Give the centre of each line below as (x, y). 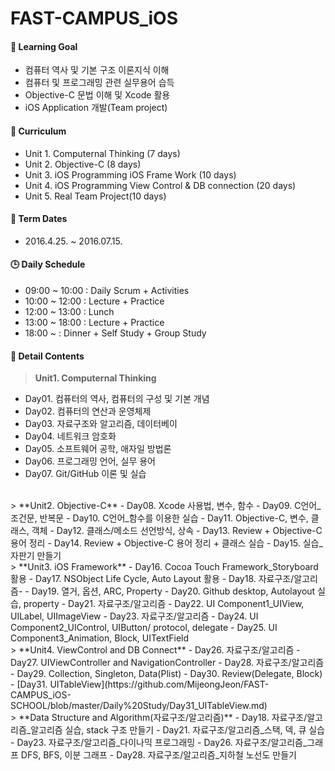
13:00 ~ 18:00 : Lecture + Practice (94, 322)
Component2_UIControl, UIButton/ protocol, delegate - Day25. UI (144, 628)
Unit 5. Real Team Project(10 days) (95, 196)
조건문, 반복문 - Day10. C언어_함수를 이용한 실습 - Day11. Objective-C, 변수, (159, 518)
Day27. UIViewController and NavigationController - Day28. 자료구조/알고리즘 (167, 663)
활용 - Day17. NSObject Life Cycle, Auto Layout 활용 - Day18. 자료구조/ (152, 579)
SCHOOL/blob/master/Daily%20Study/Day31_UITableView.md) (139, 706)
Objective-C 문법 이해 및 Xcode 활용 (97, 95)
